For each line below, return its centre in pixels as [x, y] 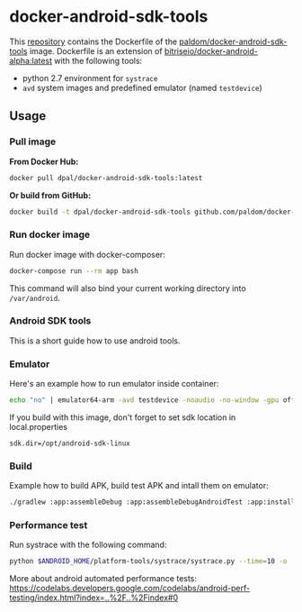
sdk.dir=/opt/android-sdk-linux [70, 443]
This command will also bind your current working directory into [128, 288]
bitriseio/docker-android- [212, 50]
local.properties [38, 427]
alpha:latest [31, 60]
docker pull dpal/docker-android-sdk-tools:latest [106, 178]
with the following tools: [98, 60]
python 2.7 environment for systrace [90, 78]
